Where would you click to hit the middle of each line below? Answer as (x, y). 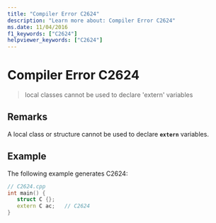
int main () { (27, 193)
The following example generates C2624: (68, 173)
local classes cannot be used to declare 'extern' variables (109, 95)
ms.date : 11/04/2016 (38, 27)
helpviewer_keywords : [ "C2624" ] (55, 40)
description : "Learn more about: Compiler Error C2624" (91, 21)
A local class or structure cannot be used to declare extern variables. (108, 134)
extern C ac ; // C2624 (53, 206)
